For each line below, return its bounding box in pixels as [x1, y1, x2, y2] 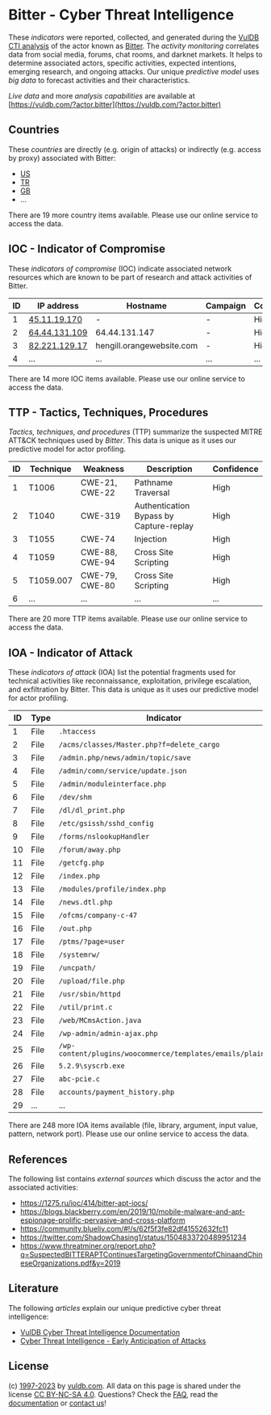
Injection [134, 533, 168, 545]
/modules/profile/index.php [58, 885, 167, 894]
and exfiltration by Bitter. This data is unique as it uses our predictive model [8, 684, 259, 694]
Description [146, 463, 193, 474]
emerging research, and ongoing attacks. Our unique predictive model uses [8, 66, 260, 76]
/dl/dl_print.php [58, 806, 125, 815]
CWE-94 [80, 557, 115, 568]
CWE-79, [80, 570, 118, 581]
